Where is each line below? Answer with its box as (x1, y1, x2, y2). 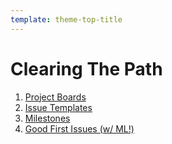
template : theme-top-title (10, 14, 123, 25)
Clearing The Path (10, 57, 163, 80)
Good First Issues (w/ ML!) (24, 122, 135, 135)
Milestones (24, 112, 71, 124)
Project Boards (24, 91, 87, 103)
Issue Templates (24, 101, 93, 113)
